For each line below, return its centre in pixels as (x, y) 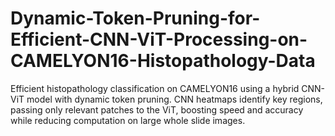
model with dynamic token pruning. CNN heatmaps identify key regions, (174, 99)
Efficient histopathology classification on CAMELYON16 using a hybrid (155, 88)
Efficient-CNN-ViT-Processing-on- (159, 39)
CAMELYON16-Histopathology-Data (163, 61)
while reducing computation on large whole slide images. (128, 120)
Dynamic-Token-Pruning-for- (135, 18)
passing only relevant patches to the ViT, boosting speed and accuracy (157, 109)
